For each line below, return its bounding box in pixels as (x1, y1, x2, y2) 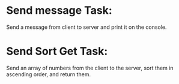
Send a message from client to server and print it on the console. (6, 23, 167, 31)
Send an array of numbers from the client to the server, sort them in (6, 64, 174, 71)
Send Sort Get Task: (6, 44, 108, 58)
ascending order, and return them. (6, 70, 91, 78)
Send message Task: (6, 4, 112, 17)
